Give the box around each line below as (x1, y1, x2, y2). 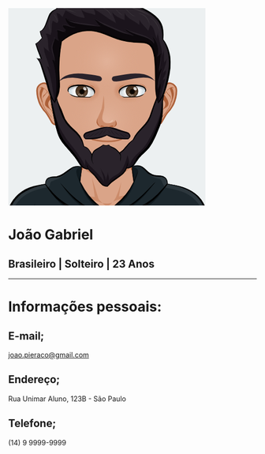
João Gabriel (8, 226, 94, 244)
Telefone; (8, 417, 57, 430)
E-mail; (8, 329, 45, 343)
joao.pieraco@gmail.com (8, 351, 89, 359)
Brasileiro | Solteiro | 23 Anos (8, 257, 155, 271)
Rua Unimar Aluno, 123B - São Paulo (8, 394, 126, 403)
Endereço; (8, 373, 61, 386)
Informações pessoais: (8, 298, 162, 316)
